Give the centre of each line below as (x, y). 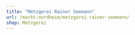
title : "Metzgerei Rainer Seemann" (50, 12)
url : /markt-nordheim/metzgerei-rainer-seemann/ (68, 17)
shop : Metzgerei (26, 23)
